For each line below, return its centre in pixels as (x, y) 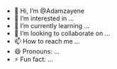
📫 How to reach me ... (47, 41)
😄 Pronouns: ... (37, 51)
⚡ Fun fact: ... (33, 59)
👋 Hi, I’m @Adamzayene (49, 11)
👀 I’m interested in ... (44, 18)
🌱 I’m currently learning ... (52, 26)
